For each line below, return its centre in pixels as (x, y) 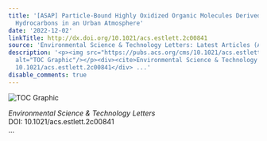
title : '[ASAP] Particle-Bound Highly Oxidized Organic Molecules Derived (135, 16)
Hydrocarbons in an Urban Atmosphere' (80, 23)
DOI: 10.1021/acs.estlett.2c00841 (61, 121)
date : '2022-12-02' (41, 30)
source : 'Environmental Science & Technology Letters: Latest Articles (129, 45)
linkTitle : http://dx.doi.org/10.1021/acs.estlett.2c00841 (108, 38)
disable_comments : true (48, 75)
